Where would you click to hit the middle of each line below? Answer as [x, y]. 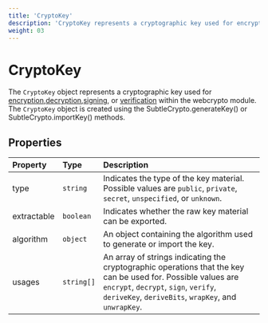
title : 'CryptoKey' [41, 16]
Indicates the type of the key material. [174, 179]
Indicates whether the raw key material [176, 211]
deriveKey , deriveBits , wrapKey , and [170, 297]
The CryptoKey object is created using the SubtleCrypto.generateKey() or [128, 109]
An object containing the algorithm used [178, 234]
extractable [33, 216]
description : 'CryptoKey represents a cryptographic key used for [121, 23]
